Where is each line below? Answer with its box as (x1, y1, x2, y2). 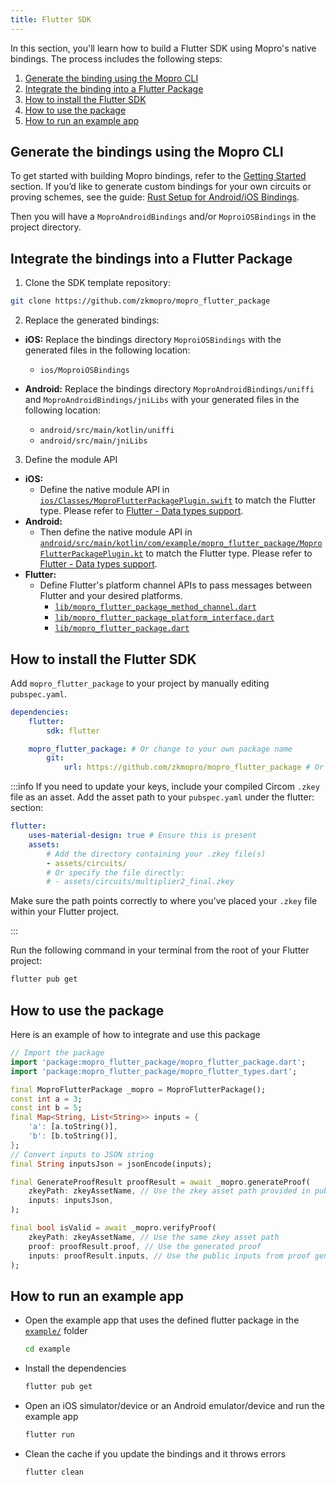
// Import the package (10, 1048, 105, 1058)
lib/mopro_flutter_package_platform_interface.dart (54, 613, 275, 623)
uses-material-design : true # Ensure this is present (28, 831, 257, 841)
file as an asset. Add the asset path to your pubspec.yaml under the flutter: (10, 791, 315, 803)
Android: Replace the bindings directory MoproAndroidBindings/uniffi (24, 383, 315, 395)
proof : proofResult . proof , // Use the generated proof (28, 1241, 262, 1251)
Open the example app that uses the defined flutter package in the (24, 1314, 300, 1326)
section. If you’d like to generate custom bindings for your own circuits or (10, 181, 312, 193)
